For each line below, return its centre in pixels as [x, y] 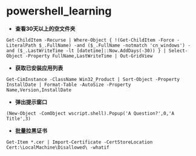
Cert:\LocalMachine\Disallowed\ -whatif [58, 147]
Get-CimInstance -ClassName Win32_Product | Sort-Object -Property [93, 79]
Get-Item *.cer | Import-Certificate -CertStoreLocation [80, 142]
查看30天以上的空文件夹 [45, 28]
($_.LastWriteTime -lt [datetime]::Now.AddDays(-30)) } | [92, 50]
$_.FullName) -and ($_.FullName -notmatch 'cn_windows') [112, 45]
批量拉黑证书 [31, 131]
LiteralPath [21, 45]
